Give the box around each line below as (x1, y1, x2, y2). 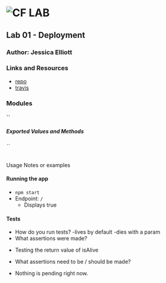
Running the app (6, 175, 49, 183)
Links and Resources (6, 64, 69, 72)
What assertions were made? (14, 235, 88, 242)
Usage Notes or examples (6, 161, 70, 168)
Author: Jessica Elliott (6, 48, 72, 56)
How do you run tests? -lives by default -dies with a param (14, 228, 161, 236)
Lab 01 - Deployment (6, 30, 85, 40)
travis (14, 84, 29, 91)
